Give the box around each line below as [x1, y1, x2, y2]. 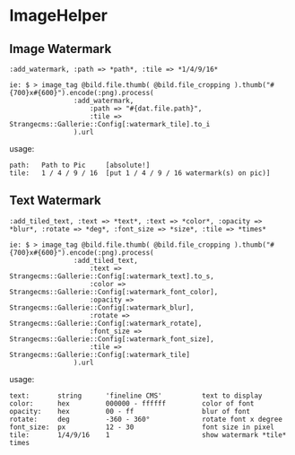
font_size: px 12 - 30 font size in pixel [9, 423, 275, 432]
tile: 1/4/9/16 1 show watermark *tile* [9, 430, 287, 440]
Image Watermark [9, 41, 112, 57]
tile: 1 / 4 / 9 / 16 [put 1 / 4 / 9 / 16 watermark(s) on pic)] [9, 169, 271, 178]
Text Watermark [9, 193, 101, 208]
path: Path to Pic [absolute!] [9, 161, 151, 170]
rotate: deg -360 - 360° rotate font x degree [9, 415, 282, 424]
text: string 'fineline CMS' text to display [9, 391, 263, 400]
